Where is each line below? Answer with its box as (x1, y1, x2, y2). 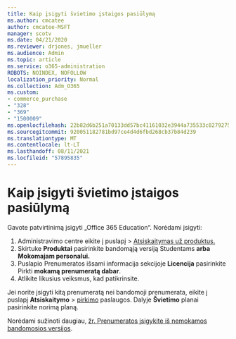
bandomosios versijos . (7, 323, 72, 332)
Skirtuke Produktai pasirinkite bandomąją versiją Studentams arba (17, 244, 211, 252)
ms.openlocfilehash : (7, 121, 68, 129)
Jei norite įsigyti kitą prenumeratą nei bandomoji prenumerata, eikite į (7, 288, 208, 296)
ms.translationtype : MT (7, 135, 77, 142)
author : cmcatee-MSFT (7, 23, 71, 30)
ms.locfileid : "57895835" (7, 154, 83, 162)
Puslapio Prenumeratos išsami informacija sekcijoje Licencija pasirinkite (17, 259, 226, 268)
